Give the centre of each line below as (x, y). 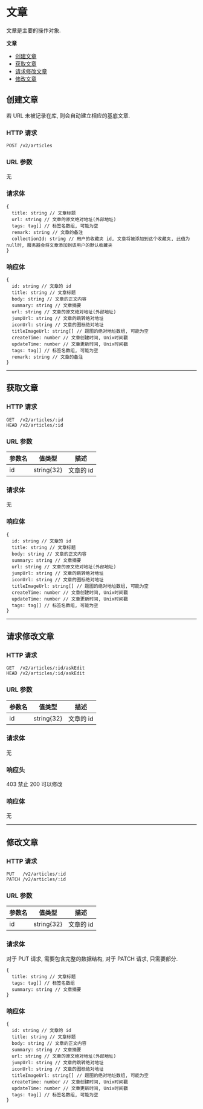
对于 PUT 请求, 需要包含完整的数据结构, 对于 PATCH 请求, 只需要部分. (92, 959)
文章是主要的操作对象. (34, 30)
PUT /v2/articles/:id (36, 874)
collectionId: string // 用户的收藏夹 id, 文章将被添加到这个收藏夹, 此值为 (101, 239)
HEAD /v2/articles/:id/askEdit (46, 673)
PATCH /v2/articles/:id (36, 879)
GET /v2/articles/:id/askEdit (46, 668)
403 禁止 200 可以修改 (34, 784)
